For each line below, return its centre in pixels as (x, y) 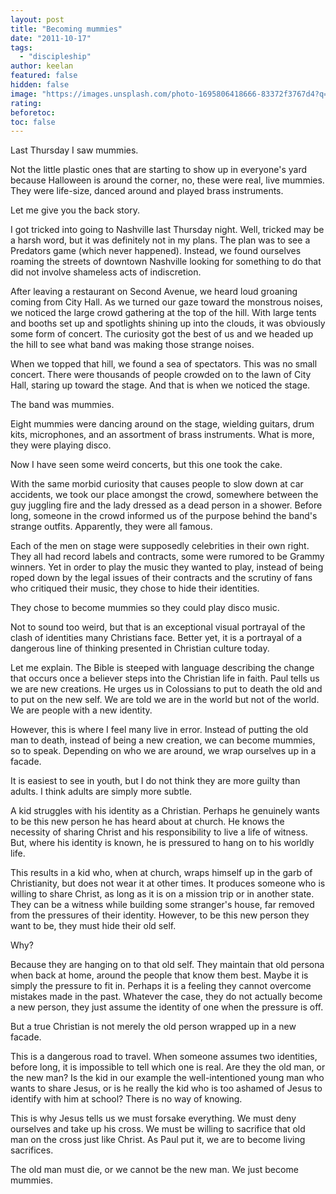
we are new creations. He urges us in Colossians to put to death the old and (166, 689)
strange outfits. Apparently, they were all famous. (111, 527)
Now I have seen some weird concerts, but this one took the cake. (146, 465)
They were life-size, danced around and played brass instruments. (147, 191)
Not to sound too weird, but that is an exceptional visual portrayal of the (158, 627)
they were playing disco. (61, 445)
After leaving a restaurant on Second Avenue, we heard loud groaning (154, 292)
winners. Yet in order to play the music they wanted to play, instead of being (167, 567)
